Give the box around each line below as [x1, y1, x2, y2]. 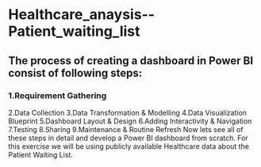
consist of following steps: [8, 66, 143, 80]
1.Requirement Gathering [8, 89, 107, 101]
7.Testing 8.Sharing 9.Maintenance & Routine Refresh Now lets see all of [8, 124, 244, 134]
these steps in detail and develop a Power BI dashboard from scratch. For [8, 133, 248, 142]
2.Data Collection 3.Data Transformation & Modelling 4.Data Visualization [8, 108, 248, 117]
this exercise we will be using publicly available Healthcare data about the [8, 141, 250, 151]
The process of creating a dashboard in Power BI [8, 54, 254, 67]
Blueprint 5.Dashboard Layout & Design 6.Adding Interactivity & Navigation [8, 116, 252, 126]
